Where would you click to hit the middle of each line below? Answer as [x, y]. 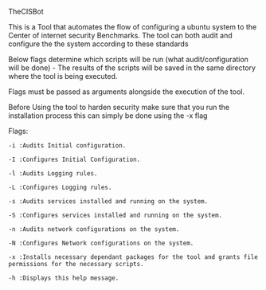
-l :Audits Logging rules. [53, 174]
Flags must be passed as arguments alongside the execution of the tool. [127, 92]
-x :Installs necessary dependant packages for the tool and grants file [133, 257]
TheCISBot [26, 12]
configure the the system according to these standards [98, 44]
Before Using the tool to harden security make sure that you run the [119, 107]
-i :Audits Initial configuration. [67, 146]
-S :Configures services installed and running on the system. [115, 215]
